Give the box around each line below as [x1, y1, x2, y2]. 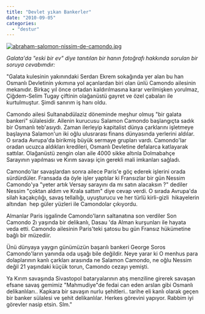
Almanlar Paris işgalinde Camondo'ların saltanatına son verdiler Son [6, 212, 177, 220]
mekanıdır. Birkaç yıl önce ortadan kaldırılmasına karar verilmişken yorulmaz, [6, 86, 199, 93]
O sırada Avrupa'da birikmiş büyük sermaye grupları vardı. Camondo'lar [6, 137, 187, 144]
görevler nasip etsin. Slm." [6, 301, 72, 309]
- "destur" [12, 26, 40, 32]
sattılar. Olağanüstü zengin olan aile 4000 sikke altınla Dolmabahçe [6, 150, 176, 157]
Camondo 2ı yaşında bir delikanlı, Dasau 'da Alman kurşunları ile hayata [6, 219, 187, 226]
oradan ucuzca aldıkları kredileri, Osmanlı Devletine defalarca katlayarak [6, 143, 188, 150]
